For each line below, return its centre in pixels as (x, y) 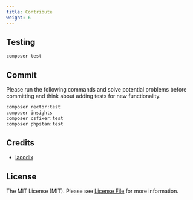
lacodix (24, 158)
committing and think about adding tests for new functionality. (84, 96)
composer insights (29, 113)
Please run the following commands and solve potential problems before (97, 89)
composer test (24, 56)
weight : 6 (19, 18)
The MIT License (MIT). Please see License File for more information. (92, 191)
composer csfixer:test (35, 118)
